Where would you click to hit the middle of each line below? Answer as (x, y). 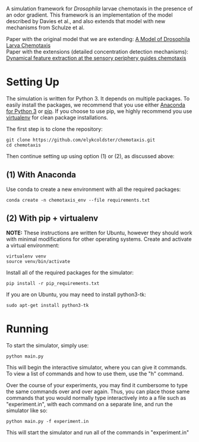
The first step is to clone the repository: (54, 129)
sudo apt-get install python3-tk (48, 305)
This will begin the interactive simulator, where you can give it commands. (97, 367)
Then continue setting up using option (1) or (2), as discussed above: (90, 156)
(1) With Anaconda (41, 175)
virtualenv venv (26, 256)
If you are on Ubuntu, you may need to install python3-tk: (76, 294)
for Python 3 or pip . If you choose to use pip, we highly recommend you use (99, 111)
